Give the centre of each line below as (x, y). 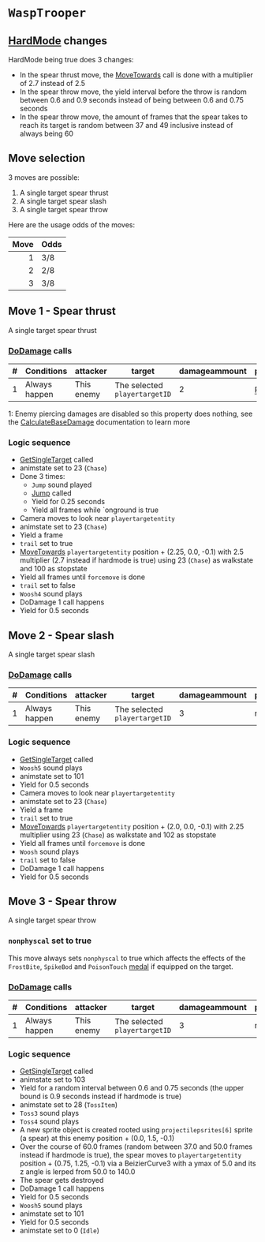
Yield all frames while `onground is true (95, 510)
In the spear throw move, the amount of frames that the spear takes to (134, 117)
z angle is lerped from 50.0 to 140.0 (77, 1172)
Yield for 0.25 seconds (68, 502)
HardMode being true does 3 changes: (71, 60)
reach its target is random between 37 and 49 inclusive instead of (127, 125)
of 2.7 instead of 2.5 (52, 83)
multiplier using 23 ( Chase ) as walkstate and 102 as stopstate (118, 835)
